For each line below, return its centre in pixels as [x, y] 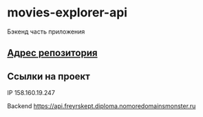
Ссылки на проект [49, 76]
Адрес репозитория [52, 53]
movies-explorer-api [67, 13]
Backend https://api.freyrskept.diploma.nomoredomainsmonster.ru [101, 106]
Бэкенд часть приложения [46, 31]
